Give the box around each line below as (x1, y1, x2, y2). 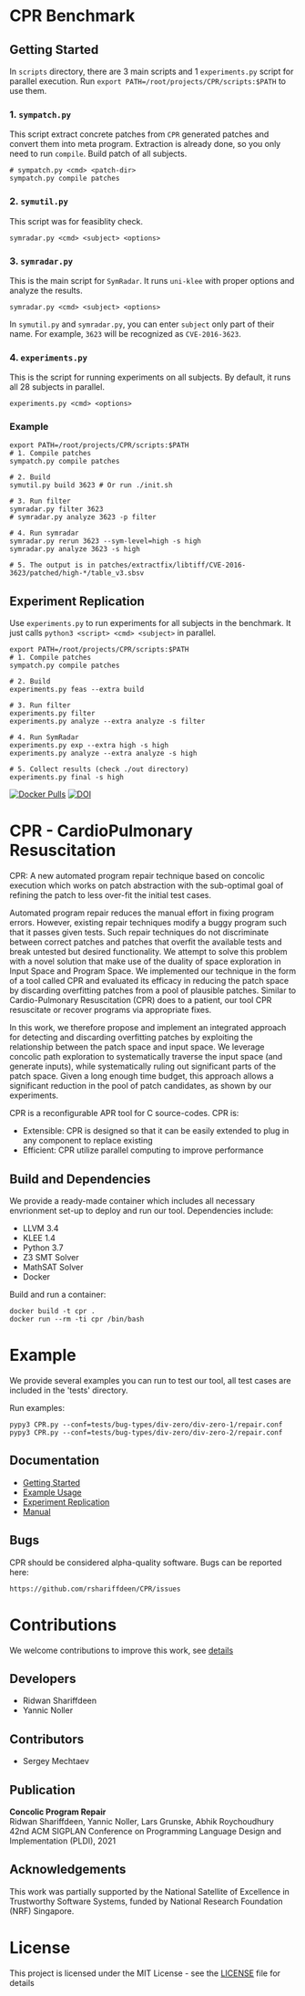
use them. (9, 86, 47, 96)
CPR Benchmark (9, 5, 136, 26)
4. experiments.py (9, 350, 88, 363)
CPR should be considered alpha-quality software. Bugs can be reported (9, 1557, 282, 1568)
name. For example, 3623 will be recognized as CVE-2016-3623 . (9, 328, 241, 339)
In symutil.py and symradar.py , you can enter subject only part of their (9, 319, 275, 329)
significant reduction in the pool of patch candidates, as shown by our (9, 1081, 272, 1092)
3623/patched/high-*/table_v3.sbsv (9, 569, 145, 578)
